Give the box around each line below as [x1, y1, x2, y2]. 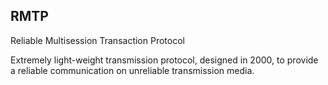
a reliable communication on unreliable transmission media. [10, 64, 255, 76]
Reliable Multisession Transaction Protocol [10, 34, 185, 46]
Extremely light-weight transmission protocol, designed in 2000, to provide [10, 54, 319, 66]
